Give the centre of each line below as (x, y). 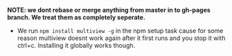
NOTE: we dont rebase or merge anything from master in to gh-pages (109, 10)
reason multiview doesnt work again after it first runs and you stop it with (121, 38)
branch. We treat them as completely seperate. (76, 17)
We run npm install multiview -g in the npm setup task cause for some (120, 31)
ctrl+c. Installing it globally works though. (76, 45)
